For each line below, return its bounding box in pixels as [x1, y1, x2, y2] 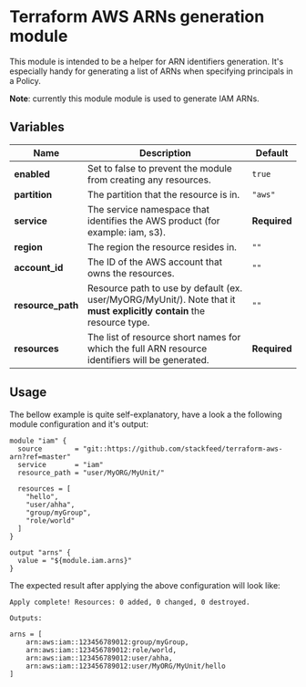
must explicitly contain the [87, 304, 206, 317]
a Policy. [9, 75, 41, 86]
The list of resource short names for [87, 330, 241, 343]
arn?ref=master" [9, 452, 71, 462]
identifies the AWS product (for [87, 214, 220, 227]
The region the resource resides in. [87, 240, 237, 253]
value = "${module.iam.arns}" [17, 556, 132, 565]
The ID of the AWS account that [87, 255, 223, 268]
